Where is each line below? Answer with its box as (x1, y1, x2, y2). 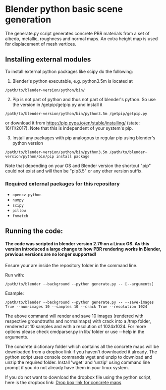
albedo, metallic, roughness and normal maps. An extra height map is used (5, 36, 158, 42)
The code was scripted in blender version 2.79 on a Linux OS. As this (5, 241, 150, 247)
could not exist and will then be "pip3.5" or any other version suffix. (5, 167, 143, 174)
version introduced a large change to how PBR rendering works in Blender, (5, 246, 162, 252)
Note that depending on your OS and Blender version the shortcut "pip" (5, 163, 151, 168)
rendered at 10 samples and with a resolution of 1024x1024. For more (5, 323, 146, 329)
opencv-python (12, 192, 42, 198)
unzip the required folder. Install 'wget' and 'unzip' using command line (5, 359, 150, 365)
